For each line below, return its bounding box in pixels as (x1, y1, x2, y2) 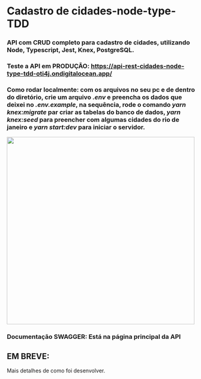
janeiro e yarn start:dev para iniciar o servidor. (7, 123, 146, 131)
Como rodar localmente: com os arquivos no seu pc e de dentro (7, 85, 196, 94)
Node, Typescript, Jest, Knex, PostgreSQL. (7, 46, 134, 55)
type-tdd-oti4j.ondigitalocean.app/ (7, 70, 113, 78)
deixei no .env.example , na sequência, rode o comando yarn (7, 100, 187, 109)
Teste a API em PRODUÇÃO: (7, 62, 90, 70)
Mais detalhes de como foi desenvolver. (7, 367, 106, 374)
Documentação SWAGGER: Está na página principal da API (7, 333, 181, 341)
